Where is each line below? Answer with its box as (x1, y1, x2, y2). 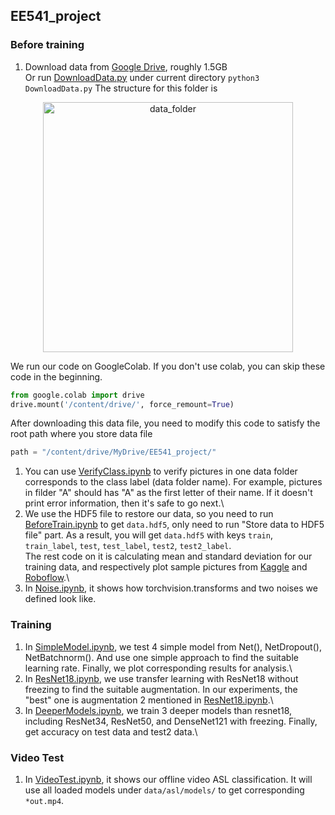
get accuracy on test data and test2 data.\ (24, 725, 198, 738)
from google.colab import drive (10, 390, 145, 400)
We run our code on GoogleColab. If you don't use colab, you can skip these (10, 360, 326, 372)
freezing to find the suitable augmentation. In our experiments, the (24, 683, 298, 695)
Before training (10, 38, 85, 52)
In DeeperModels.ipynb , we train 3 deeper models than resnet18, (24, 704, 293, 716)
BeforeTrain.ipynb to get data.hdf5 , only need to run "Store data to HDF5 (24, 519, 325, 531)
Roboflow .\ (24, 572, 70, 584)
